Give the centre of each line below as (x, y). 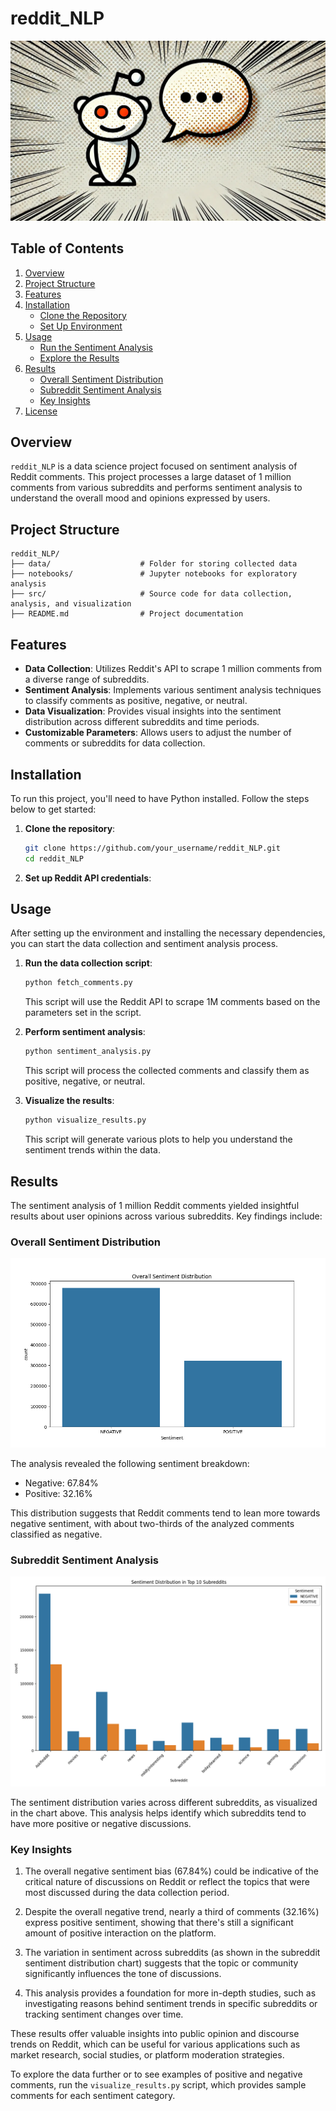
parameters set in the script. (83, 1013)
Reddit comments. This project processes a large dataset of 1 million (151, 477)
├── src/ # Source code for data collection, (151, 594)
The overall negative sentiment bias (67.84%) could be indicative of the (171, 1871)
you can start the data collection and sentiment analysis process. (144, 944)
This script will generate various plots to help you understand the (158, 1139)
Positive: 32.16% (58, 1493)
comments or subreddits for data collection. (115, 743)
